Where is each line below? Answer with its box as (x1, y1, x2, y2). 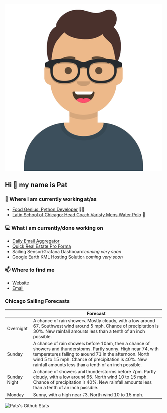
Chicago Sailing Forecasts (5, 297, 70, 304)
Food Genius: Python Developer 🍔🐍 (12, 206, 85, 213)
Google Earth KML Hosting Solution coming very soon (12, 254, 123, 260)
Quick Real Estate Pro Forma (12, 243, 71, 249)
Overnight (7, 326, 28, 332)
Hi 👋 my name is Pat (5, 180, 68, 189)
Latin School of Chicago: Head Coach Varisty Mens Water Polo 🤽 (12, 212, 146, 218)
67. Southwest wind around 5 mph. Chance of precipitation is (33, 323, 159, 329)
